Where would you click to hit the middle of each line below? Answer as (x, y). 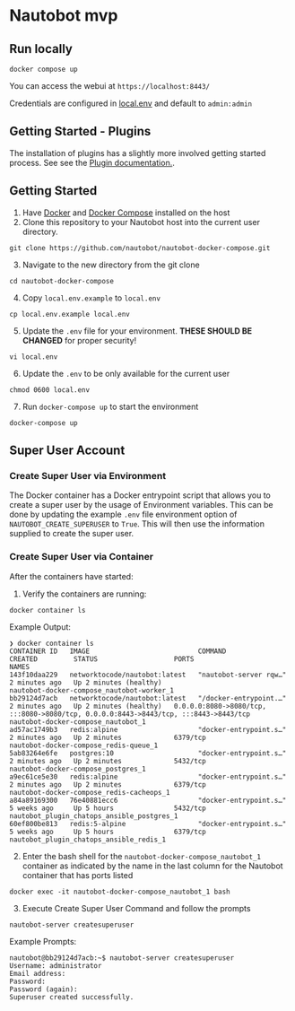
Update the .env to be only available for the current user (126, 373)
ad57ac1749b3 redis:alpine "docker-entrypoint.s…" (148, 729)
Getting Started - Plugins (80, 131)
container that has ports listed (78, 875)
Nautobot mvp (64, 16)
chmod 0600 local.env (50, 390)
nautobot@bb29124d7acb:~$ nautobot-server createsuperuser (122, 958)
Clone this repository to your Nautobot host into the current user (141, 222)
